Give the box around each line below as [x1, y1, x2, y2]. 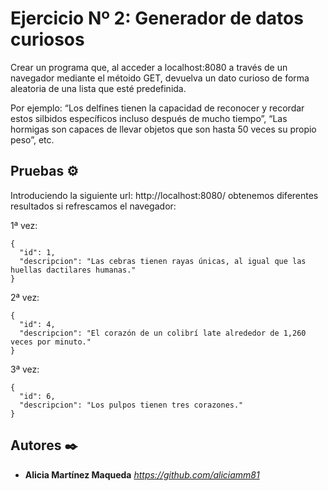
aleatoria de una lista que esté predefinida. [10, 82, 187, 94]
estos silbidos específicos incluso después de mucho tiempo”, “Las [10, 112, 288, 124]
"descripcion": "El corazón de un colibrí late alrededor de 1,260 [19, 328, 307, 338]
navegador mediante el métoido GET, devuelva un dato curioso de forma [10, 72, 310, 84]
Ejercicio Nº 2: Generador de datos [10, 7, 304, 30]
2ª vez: [10, 291, 40, 303]
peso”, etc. [10, 133, 55, 146]
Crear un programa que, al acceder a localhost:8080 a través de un [10, 61, 288, 73]
